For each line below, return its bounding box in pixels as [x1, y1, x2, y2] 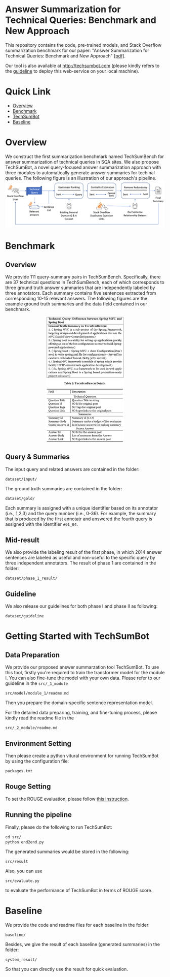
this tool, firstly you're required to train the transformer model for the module [5, 670, 165, 676]
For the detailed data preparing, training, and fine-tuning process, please [5, 710, 157, 716]
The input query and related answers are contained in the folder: [5, 466, 140, 472]
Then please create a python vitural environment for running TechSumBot [5, 752, 159, 759]
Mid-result [5, 535, 39, 544]
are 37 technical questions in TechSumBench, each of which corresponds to [5, 279, 164, 285]
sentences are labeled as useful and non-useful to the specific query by [5, 555, 155, 561]
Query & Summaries [5, 453, 70, 461]
